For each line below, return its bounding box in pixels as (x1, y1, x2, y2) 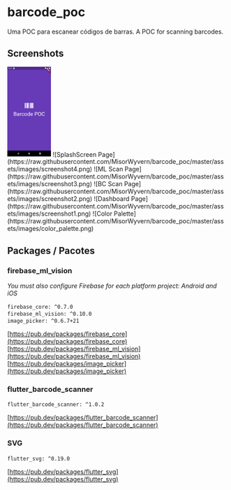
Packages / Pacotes (7, 244, 96, 256)
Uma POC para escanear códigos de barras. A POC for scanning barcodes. (7, 27, 224, 36)
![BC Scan (94, 180, 123, 188)
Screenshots (7, 48, 64, 59)
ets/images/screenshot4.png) (7, 165, 93, 174)
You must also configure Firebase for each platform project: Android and (7, 281, 218, 290)
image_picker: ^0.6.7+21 (7, 318, 80, 325)
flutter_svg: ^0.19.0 (7, 455, 70, 462)
